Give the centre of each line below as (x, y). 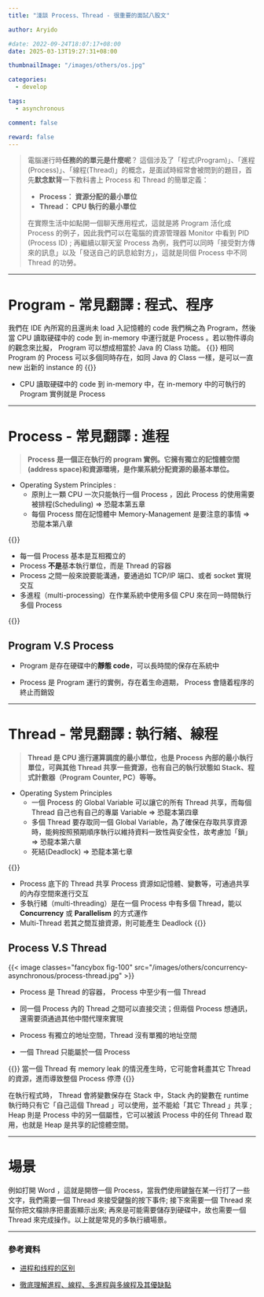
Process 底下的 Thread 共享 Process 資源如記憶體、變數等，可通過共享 (134, 884)
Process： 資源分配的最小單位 (88, 197)
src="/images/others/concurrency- (191, 967)
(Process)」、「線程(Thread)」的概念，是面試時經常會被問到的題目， (136, 170)
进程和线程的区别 (47, 1268)
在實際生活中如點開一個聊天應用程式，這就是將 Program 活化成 (129, 223)
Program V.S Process (61, 645)
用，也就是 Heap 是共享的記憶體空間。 (71, 1125)
